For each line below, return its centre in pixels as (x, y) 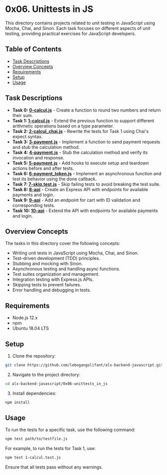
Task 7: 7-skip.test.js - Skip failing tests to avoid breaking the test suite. (86, 184)
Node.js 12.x (25, 318)
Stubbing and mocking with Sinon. (47, 264)
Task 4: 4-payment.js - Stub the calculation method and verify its (80, 152)
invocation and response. (38, 157)
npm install (17, 402)
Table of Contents (34, 49)
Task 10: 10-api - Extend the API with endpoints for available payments (85, 211)
